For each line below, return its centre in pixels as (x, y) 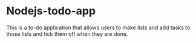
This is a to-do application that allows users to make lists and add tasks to (98, 27)
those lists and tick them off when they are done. (67, 33)
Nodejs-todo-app (51, 11)
